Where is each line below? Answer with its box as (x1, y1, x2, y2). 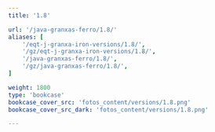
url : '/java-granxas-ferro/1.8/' (8, 25, 118, 34)
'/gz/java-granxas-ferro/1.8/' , (22, 62, 128, 71)
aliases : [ (8, 33, 44, 41)
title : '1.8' (8, 11, 51, 20)
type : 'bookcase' (8, 91, 65, 99)
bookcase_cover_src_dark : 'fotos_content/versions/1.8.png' (8, 105, 210, 114)
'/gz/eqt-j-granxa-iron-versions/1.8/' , (22, 48, 156, 56)
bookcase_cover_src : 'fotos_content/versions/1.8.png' (8, 98, 191, 106)
